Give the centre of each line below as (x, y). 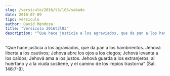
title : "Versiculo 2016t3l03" (37, 29)
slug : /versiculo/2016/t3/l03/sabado (45, 10)
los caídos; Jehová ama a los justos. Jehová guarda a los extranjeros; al (80, 58)
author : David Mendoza (29, 24)
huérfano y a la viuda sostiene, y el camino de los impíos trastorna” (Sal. (80, 64)
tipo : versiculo (22, 19)
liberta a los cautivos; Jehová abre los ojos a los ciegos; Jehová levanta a (82, 53)
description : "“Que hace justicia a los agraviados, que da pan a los (81, 33)
